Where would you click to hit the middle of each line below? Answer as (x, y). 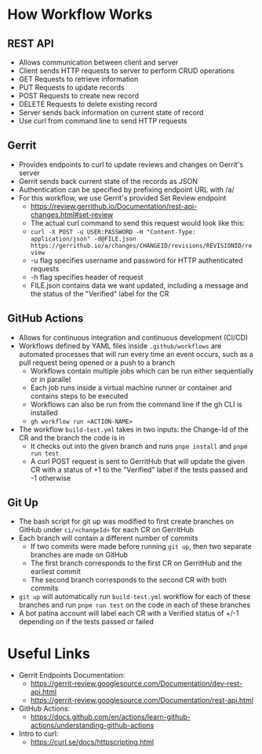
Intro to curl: (38, 734)
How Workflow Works (80, 15)
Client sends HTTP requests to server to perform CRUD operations (126, 71)
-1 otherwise (51, 478)
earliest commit (55, 572)
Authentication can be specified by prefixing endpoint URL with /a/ (126, 189)
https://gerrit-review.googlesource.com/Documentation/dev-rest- (136, 684)
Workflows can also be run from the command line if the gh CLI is (136, 404)
